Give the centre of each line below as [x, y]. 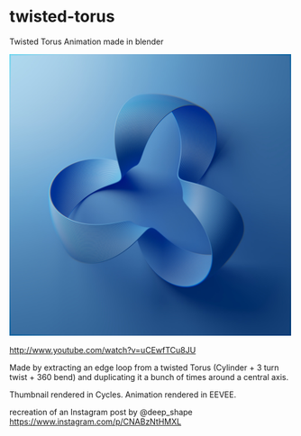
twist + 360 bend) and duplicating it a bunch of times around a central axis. [149, 377]
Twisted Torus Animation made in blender [87, 41]
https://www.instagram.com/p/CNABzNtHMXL [96, 422]
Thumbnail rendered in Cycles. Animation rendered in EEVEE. [123, 395]
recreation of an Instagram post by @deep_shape [101, 412]
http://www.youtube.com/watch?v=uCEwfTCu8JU [103, 350]
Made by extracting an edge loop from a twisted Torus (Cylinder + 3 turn [144, 368]
